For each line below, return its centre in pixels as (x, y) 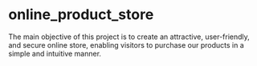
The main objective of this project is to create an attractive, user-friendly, (129, 37)
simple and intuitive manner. (55, 53)
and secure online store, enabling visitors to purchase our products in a (126, 45)
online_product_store (81, 15)
